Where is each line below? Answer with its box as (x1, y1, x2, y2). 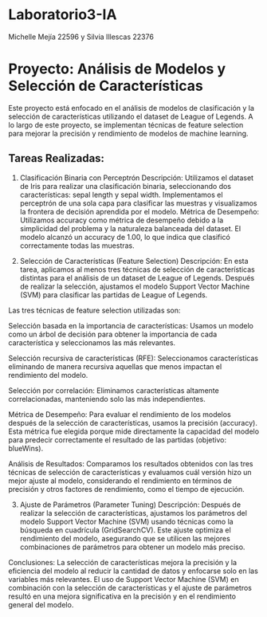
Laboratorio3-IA (8, 6, 117, 24)
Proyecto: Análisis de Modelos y (8, 60, 226, 78)
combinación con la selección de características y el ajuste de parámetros (8, 583, 253, 592)
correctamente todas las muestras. (19, 241, 135, 250)
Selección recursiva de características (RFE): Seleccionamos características (8, 353, 259, 363)
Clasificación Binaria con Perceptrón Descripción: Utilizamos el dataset (19, 173, 253, 183)
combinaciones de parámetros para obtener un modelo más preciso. (19, 542, 245, 552)
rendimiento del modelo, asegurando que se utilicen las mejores (19, 533, 231, 543)
